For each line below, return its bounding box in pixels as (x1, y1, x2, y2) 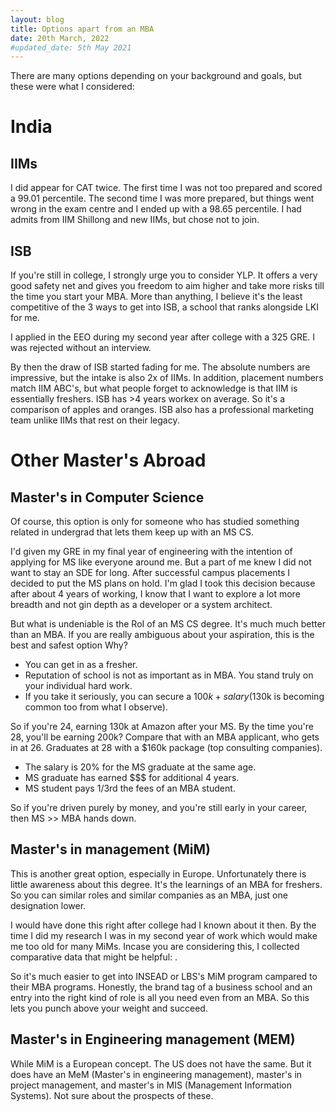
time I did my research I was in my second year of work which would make (10, 929, 318, 941)
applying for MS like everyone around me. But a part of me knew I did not (10, 556, 312, 568)
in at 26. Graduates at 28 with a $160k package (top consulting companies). (10, 742, 323, 754)
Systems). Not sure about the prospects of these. (10, 1089, 214, 1101)
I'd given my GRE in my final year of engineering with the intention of (10, 546, 293, 558)
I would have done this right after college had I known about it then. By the (10, 919, 317, 931)
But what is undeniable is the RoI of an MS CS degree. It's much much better (10, 618, 326, 630)
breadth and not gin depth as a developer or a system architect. (10, 599, 273, 611)
